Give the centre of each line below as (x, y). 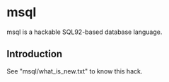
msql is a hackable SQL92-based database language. (84, 32)
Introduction (35, 54)
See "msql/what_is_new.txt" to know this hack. (75, 71)
